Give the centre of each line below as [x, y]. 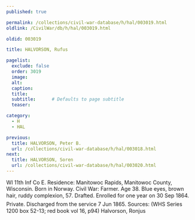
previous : [19, 137]
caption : [22, 88]
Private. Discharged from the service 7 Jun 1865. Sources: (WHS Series [94, 204]
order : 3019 [27, 72]
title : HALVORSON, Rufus [37, 50]
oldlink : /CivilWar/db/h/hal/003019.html [59, 28]
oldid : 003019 [24, 39]
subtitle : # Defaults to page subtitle [68, 99]
